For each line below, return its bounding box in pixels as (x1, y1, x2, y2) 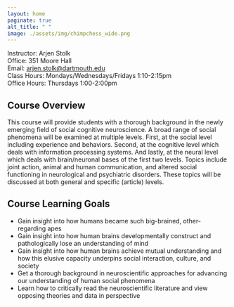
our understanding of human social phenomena (17, 276, 156, 285)
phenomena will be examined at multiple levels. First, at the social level (7, 133, 212, 141)
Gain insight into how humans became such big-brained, (17, 216, 182, 225)
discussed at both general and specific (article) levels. (7, 178, 164, 186)
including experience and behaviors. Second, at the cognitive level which (7, 141, 219, 149)
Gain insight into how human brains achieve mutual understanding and (17, 247, 222, 255)
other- (183, 216, 202, 225)
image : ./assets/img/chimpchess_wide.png (7, 30, 131, 37)
